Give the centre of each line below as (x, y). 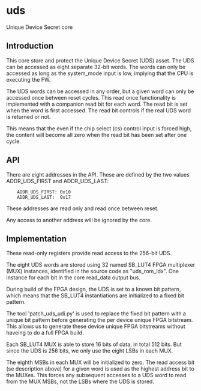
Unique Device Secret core (40, 27)
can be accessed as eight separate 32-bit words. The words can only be (96, 67)
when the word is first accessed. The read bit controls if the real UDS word (98, 110)
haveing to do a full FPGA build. (45, 333)
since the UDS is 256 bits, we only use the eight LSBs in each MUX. (90, 351)
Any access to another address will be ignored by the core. (79, 220)
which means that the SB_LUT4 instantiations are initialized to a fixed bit (95, 296)
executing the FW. (28, 79)
